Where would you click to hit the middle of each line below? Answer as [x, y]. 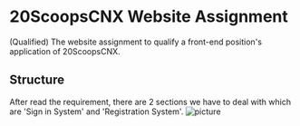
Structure [37, 80]
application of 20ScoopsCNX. [65, 51]
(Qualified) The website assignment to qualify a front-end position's [136, 42]
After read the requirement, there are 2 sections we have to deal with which [150, 102]
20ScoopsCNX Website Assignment [149, 17]
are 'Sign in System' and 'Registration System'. [97, 111]
